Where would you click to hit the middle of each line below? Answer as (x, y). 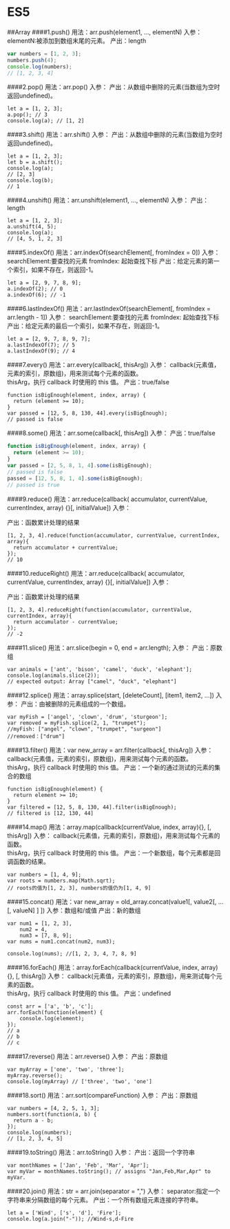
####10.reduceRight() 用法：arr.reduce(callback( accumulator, (96, 573)
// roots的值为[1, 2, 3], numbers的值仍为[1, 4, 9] (79, 888)
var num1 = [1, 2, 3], (40, 923)
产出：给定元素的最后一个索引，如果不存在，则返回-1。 (85, 326)
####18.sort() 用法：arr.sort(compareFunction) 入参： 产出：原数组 (103, 1095)
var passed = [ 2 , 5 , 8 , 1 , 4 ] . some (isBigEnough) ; (80, 466)
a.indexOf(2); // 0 (35, 289)
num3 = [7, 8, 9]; (46, 935)
